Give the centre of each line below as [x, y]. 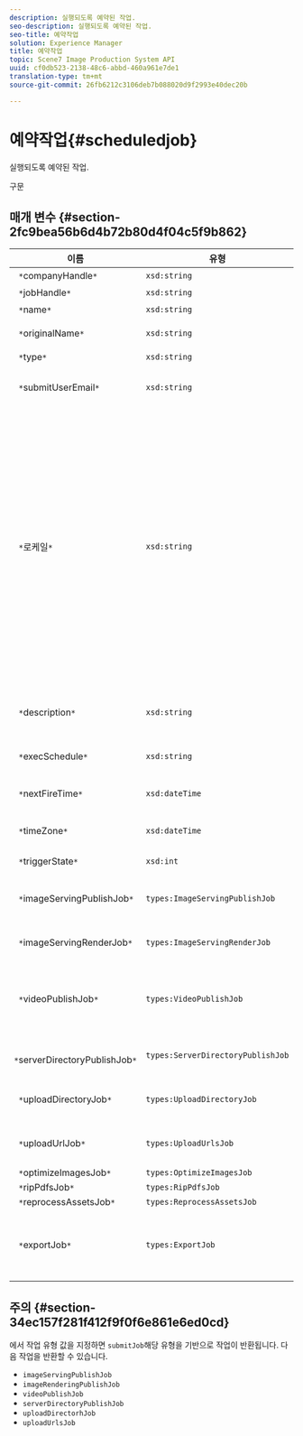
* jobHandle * [45, 292]
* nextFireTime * [50, 793]
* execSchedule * [53, 756]
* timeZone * [43, 831]
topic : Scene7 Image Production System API [92, 60]
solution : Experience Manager [66, 43]
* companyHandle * [58, 276]
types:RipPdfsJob [183, 1187]
